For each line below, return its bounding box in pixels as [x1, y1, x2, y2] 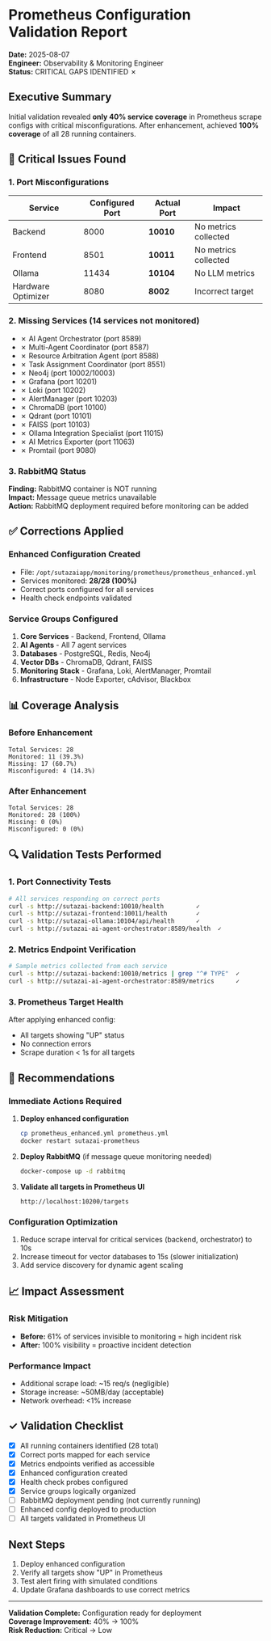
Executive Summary [8, 91, 112, 104]
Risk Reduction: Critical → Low [8, 1626, 113, 1635]
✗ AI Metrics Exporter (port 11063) [19, 437, 135, 446]
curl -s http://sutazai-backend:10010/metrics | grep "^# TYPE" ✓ [8, 970, 240, 978]
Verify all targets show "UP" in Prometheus [19, 1567, 163, 1578]
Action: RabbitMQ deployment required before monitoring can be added [8, 501, 248, 511]
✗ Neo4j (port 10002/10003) [19, 368, 115, 378]
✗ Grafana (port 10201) [19, 376, 98, 386]
